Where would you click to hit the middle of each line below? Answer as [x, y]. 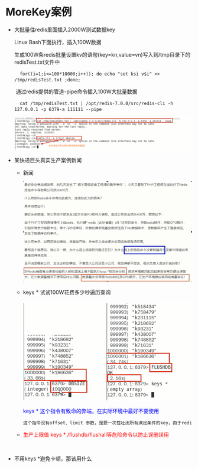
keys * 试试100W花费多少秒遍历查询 [67, 292]
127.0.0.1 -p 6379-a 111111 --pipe [58, 109]
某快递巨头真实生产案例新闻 [48, 161]
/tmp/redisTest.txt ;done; [47, 80]
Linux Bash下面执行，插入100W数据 [58, 42]
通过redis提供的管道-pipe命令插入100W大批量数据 [77, 91]
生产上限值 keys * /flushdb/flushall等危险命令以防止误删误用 [96, 435]
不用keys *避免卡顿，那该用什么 [53, 459]
